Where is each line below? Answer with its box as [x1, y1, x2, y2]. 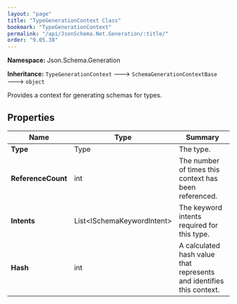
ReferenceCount [11, 173, 68, 183]
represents [178, 267, 215, 276]
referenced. [178, 191, 218, 201]
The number [178, 156, 220, 165]
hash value [178, 249, 215, 259]
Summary [186, 132, 220, 142]
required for [178, 220, 219, 230]
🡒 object [7, 77, 45, 86]
